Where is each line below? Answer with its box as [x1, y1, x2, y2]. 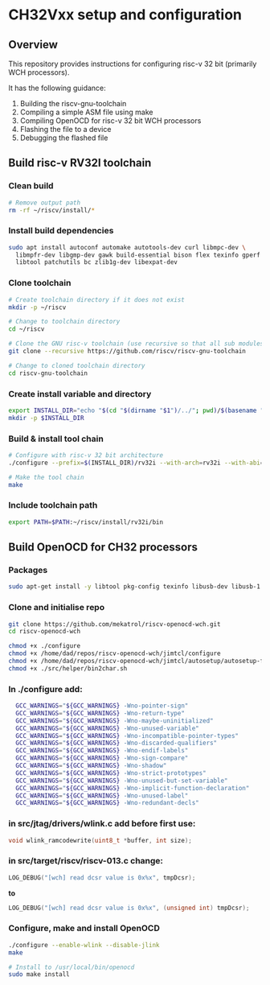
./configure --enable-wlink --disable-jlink [8, 941, 160, 949]
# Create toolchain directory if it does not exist [8, 295, 185, 303]
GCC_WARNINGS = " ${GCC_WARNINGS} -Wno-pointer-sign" [15, 702, 189, 710]
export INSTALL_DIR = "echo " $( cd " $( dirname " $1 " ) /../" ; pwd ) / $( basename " [8, 406, 264, 414]
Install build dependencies [8, 225, 114, 237]
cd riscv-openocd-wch [8, 628, 81, 636]
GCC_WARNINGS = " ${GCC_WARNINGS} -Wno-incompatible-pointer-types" [15, 732, 239, 740]
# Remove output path [8, 199, 81, 207]
